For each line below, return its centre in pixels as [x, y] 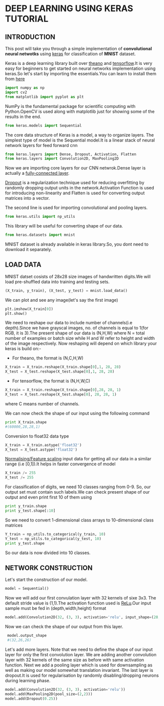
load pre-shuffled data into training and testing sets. [57, 282]
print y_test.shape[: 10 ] [30, 511]
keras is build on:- [23, 349]
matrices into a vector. [28, 198]
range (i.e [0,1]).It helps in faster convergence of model [60, 464]
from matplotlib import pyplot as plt [44, 97]
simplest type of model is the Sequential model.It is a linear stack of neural [80, 140]
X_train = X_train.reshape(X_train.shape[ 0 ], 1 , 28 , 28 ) [63, 367]
